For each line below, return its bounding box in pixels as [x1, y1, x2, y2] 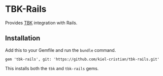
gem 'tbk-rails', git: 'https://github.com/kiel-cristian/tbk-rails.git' [5, 57, 160, 62]
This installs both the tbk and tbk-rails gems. [5, 65, 99, 71]
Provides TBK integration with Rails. [5, 20, 78, 26]
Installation [5, 34, 40, 42]
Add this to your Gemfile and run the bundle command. [5, 47, 116, 53]
